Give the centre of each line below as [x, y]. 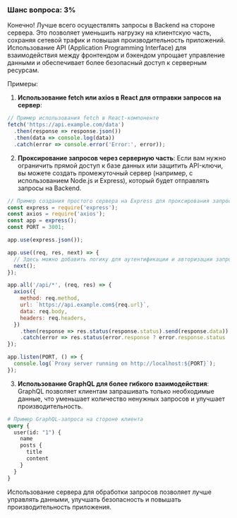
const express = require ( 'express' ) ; [63, 207]
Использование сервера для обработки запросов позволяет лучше [109, 492]
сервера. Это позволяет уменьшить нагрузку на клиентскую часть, [109, 33]
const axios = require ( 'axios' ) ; [56, 214]
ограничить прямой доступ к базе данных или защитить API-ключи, [120, 165]
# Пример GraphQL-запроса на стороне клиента [75, 419]
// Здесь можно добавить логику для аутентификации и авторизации [113, 259]
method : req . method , [50, 298]
